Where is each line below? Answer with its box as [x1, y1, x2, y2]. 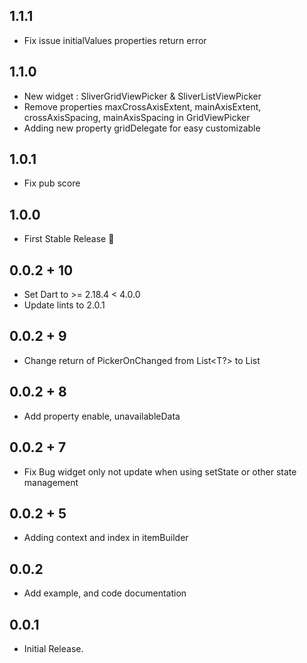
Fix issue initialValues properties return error [23, 34, 207, 46]
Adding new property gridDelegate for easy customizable [23, 122, 261, 134]
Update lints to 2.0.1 [23, 299, 106, 311]
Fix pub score [23, 177, 81, 189]
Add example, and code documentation [23, 587, 187, 599]
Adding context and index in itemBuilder [23, 532, 189, 544]
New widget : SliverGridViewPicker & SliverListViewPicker [23, 90, 262, 102]
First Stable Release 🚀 [23, 233, 115, 245]
